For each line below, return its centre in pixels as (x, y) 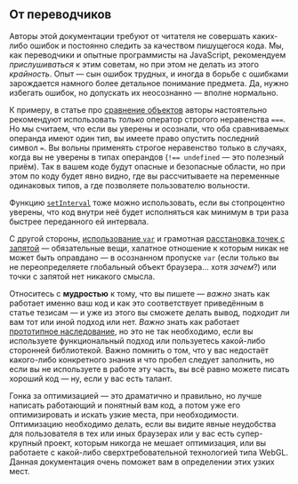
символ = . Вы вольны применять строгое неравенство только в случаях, (148, 147)
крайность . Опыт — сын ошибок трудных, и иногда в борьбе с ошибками (149, 74)
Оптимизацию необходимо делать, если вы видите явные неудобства (143, 424)
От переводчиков (60, 15)
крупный (26, 442)
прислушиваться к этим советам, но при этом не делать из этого (134, 64)
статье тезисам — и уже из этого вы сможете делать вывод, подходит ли (149, 312)
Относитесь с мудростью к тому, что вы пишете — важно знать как (140, 293)
